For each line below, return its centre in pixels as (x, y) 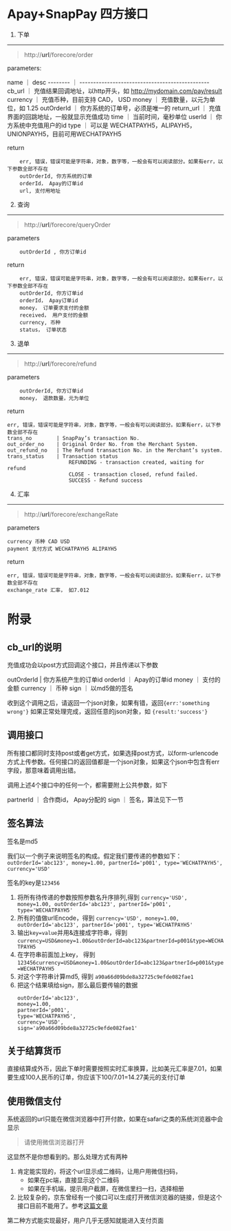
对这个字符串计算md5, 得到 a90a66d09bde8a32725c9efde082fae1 (105, 976)
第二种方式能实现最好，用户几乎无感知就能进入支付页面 (85, 1221)
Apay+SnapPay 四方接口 (78, 14)
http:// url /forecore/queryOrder (67, 224)
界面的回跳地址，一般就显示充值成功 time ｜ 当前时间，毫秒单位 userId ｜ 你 (114, 116)
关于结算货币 (34, 1051)
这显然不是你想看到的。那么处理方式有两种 (67, 1157)
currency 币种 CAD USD (38, 541)
